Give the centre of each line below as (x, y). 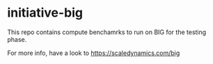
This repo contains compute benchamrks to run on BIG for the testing (107, 32)
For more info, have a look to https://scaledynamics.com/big (94, 53)
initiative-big (45, 13)
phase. (17, 39)
